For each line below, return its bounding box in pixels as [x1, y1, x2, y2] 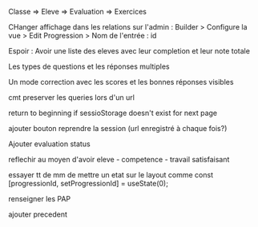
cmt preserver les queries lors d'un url [8, 93, 135, 102]
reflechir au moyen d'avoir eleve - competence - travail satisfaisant [8, 155, 230, 164]
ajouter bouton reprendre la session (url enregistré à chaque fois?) [8, 124, 228, 133]
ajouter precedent [8, 209, 68, 219]
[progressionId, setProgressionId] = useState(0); [8, 179, 168, 188]
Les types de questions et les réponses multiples [8, 62, 170, 71]
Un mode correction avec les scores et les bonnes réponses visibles [8, 78, 234, 86]
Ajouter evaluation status [8, 139, 91, 149]
